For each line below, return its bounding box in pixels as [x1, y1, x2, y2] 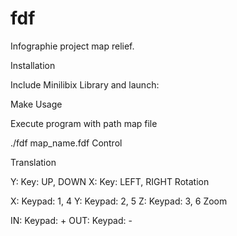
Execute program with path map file [10, 117, 158, 129]
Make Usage [10, 98, 63, 110]
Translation [10, 156, 57, 168]
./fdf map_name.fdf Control [10, 137, 123, 149]
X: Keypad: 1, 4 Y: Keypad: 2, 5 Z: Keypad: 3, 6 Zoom [10, 195, 228, 207]
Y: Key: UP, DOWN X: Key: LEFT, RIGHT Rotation [10, 175, 210, 187]
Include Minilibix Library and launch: [10, 78, 160, 91]
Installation [10, 59, 56, 71]
